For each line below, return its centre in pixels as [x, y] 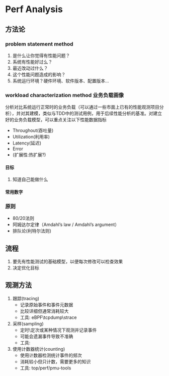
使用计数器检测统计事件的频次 [51, 355]
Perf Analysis [34, 9]
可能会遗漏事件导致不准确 [47, 336]
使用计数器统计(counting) [39, 349]
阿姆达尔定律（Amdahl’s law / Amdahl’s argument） [66, 225]
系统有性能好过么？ [32, 62]
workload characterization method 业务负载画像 [65, 95]
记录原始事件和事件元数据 [47, 305]
